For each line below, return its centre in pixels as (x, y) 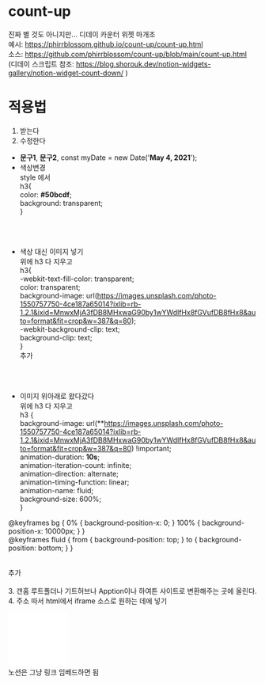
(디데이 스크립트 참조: (41, 64)
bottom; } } (56, 548)
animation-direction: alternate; (69, 473)
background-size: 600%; (61, 499)
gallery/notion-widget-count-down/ (66, 73)
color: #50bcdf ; (46, 194)
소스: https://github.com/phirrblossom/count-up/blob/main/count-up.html (128, 54)
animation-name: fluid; (57, 490)
